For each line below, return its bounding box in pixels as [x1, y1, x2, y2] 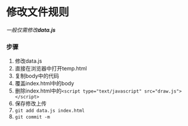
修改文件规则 [6, 5, 70, 19]
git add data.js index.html [14, 108, 85, 114]
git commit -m [14, 114, 50, 120]
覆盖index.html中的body [14, 80, 75, 87]
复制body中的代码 [14, 72, 60, 79]
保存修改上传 [14, 100, 47, 107]
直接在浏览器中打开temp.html [14, 65, 87, 72]
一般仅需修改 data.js [6, 26, 56, 33]
